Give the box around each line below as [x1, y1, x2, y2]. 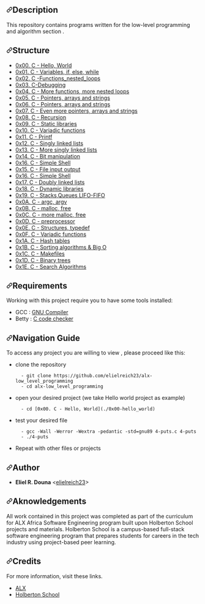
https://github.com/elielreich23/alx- [54, 373, 153, 379]
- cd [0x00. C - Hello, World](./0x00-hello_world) [21, 406, 155, 412]
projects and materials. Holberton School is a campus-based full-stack [6, 525, 185, 532]
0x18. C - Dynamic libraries [15, 185, 84, 192]
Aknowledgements [12, 496, 87, 507]
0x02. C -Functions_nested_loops [15, 75, 101, 82]
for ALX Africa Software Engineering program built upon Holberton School [6, 519, 193, 526]
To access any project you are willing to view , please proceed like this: [6, 349, 185, 356]
